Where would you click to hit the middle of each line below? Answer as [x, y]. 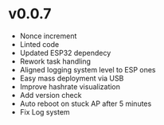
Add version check [51, 95]
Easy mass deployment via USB [72, 78]
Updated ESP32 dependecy [65, 53]
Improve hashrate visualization [70, 86]
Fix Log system [45, 111]
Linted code [39, 44]
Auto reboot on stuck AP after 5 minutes [86, 104]
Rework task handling [55, 61]
